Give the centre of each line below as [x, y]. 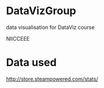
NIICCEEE [18, 38]
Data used [31, 63]
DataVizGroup [41, 11]
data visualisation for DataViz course [51, 27]
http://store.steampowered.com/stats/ [52, 79]
